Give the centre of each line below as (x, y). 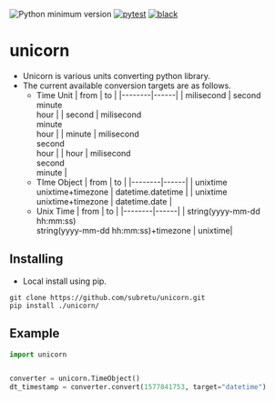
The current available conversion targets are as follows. (127, 85)
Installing (36, 259)
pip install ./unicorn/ (55, 306)
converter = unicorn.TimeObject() (75, 379)
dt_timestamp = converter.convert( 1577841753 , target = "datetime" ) (138, 387)
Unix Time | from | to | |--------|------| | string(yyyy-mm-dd (148, 211)
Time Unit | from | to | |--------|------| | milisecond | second (148, 95)
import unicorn (38, 355)
